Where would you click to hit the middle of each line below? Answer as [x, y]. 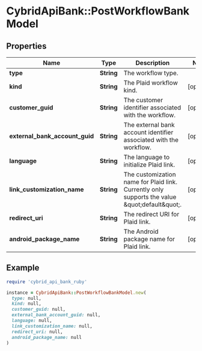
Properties [26, 46]
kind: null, [27, 304]
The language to [147, 157]
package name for [149, 239]
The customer [143, 100]
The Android [141, 231]
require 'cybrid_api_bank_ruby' [47, 282]
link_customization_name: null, [52, 326]
